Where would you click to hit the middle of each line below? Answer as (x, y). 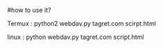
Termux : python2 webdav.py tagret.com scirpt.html (82, 23)
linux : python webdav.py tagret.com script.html (76, 37)
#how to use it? (29, 10)
